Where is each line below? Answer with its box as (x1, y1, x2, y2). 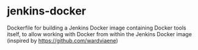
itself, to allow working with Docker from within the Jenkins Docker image (7, 30, 192, 37)
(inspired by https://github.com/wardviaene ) (7, 37, 119, 44)
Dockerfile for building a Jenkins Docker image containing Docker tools (7, 24, 186, 31)
